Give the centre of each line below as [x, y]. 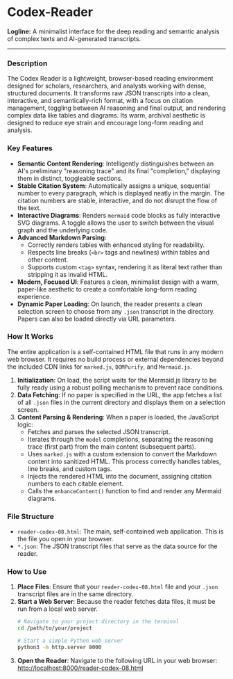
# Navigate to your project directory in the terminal [98, 622]
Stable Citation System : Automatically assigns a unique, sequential [113, 186]
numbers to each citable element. [75, 484]
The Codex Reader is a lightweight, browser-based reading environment [110, 79]
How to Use [27, 572]
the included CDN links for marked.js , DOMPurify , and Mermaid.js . [100, 367]
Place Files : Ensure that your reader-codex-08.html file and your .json [118, 587]
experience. [34, 296]
